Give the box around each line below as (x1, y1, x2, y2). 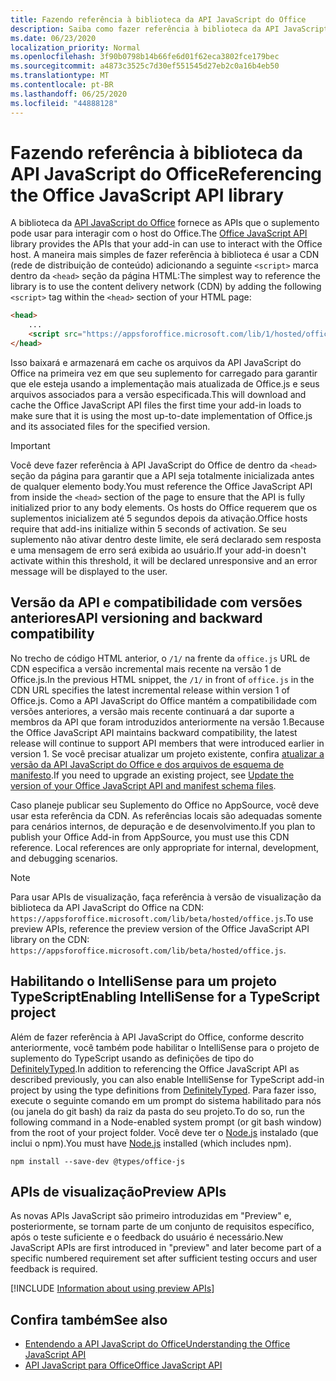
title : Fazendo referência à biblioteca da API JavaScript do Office (10, 14, 307, 25)
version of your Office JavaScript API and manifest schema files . (10, 779, 277, 791)
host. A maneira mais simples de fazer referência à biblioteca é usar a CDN (10, 249, 320, 261)
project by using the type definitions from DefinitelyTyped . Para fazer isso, (10, 1084, 317, 1096)
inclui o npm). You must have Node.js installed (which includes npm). (10, 1137, 292, 1149)
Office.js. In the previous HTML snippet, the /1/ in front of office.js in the (10, 673, 315, 685)
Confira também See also (10, 1311, 168, 1328)
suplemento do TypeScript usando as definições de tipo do (10, 1052, 255, 1064)
